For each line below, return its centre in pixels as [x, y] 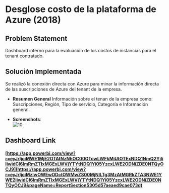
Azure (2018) [33, 20]
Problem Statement [36, 38]
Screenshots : [27, 119]
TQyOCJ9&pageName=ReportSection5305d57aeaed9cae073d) [74, 185]
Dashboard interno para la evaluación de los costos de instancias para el [81, 51]
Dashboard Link [31, 140]
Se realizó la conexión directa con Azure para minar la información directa [82, 83]
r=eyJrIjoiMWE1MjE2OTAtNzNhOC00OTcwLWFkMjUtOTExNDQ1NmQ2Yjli [84, 158]
